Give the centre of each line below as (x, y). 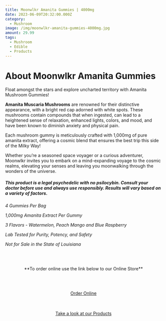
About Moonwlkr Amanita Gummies (81, 76)
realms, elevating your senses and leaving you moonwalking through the (79, 166)
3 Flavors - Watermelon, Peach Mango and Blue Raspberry (66, 225)
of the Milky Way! (23, 146)
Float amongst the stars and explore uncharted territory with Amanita (76, 89)
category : (15, 19)
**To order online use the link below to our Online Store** (83, 269)
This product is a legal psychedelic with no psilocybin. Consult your (77, 183)
